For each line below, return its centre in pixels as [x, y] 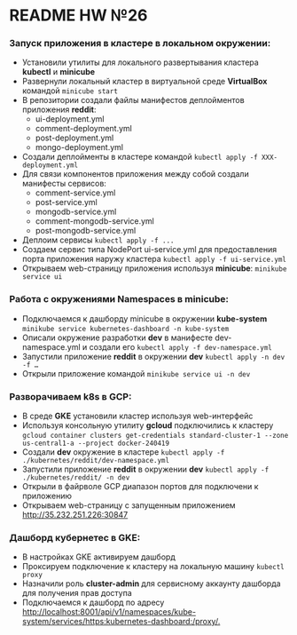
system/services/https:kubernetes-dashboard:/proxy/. [121, 622]
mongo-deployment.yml [79, 147]
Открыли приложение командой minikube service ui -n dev [136, 373]
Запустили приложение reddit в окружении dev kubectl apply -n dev [153, 356]
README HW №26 [78, 16]
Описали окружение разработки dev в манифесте [117, 337]
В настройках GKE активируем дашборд [98, 557]
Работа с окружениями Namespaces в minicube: [119, 299]
